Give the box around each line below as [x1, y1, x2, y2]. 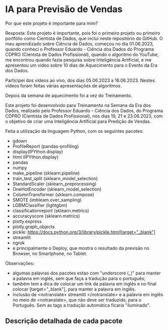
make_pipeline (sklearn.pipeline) [12, 170, 80, 176]
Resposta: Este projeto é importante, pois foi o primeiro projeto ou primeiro [5, 30, 160, 36]
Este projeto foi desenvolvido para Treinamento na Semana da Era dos [5, 102, 151, 108]
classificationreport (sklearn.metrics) [12, 207, 90, 213]
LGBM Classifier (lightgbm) [12, 202, 67, 208]
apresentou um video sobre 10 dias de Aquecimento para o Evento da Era [5, 62, 157, 68]
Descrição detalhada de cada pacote [5, 317, 123, 325]
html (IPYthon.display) [12, 154, 59, 160]
